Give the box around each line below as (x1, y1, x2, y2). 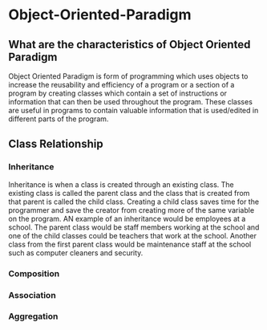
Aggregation (8, 311, 59, 322)
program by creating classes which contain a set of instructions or (8, 88, 227, 98)
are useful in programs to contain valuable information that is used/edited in (8, 106, 259, 115)
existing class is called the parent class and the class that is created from (8, 188, 250, 198)
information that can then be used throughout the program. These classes (8, 97, 253, 106)
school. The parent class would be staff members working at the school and (8, 222, 260, 232)
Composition (8, 267, 60, 279)
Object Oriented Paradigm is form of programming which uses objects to (8, 71, 249, 81)
